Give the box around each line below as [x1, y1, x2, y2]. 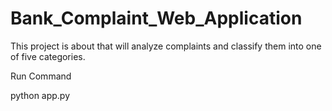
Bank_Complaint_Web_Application [10, 7, 303, 30]
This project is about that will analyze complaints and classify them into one [10, 40, 322, 52]
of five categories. [10, 50, 86, 62]
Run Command [10, 70, 72, 82]
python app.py [10, 89, 71, 101]
